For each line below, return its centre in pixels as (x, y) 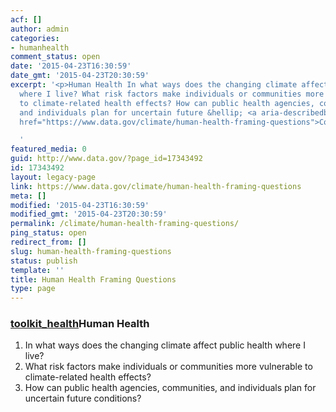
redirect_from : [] (48, 242)
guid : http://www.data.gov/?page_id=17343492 (106, 159)
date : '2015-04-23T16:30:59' (71, 66)
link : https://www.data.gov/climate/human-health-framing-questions (156, 186)
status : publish (44, 261)
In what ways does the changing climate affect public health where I (165, 345)
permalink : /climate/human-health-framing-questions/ (125, 224)
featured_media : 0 (48, 149)
